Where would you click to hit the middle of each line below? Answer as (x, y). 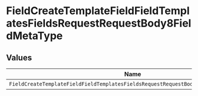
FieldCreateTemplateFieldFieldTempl (98, 11)
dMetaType (34, 36)
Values (19, 57)
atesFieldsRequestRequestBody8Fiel (99, 23)
